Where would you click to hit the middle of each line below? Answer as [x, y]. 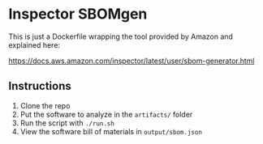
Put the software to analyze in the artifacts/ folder [106, 114]
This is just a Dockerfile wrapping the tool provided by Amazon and [121, 36]
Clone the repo [45, 105]
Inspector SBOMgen [78, 14]
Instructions [40, 86]
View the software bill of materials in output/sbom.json [111, 131]
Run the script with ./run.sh [67, 123]
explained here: [34, 44]
